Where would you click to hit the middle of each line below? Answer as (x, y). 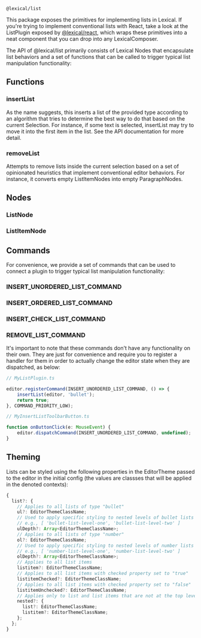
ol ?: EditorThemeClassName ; (52, 540)
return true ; (33, 400)
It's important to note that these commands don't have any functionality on (98, 348)
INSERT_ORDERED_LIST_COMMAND (60, 303)
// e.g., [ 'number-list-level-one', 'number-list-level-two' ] (99, 551)
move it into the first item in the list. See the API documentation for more (95, 131)
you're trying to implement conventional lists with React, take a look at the (97, 26)
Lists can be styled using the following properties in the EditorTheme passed (100, 471)
